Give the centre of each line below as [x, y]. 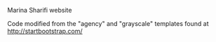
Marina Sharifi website [40, 10]
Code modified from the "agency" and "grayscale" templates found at [108, 23]
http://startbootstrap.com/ [45, 31]
